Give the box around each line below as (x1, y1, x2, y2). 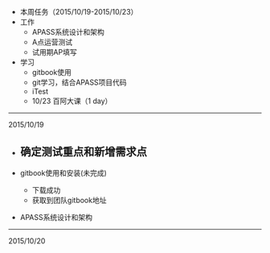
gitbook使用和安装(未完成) (19, 168, 107, 177)
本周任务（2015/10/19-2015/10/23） (19, 7, 138, 16)
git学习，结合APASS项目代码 (31, 77, 127, 87)
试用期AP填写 (31, 48, 78, 56)
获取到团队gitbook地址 (31, 195, 107, 205)
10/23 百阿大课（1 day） (31, 96, 112, 106)
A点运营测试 (31, 37, 73, 47)
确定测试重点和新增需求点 (19, 145, 147, 159)
